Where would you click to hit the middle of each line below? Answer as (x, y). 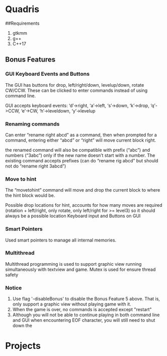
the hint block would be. (30, 196)
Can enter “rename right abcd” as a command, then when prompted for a (81, 135)
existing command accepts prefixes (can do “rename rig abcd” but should (82, 160)
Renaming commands (32, 124)
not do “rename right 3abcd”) (36, 166)
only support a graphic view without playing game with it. (72, 304)
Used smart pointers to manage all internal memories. (61, 240)
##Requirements (22, 23)
